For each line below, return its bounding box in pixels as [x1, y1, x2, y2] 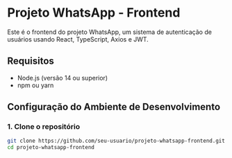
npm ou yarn [17, 81, 54, 89]
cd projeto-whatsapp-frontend [7, 144, 95, 151]
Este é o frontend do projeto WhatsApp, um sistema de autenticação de [7, 28, 212, 36]
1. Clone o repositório [7, 122, 81, 132]
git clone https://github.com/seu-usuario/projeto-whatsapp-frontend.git [7, 137, 226, 145]
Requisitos [7, 55, 54, 67]
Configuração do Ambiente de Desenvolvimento [7, 101, 221, 113]
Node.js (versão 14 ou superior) [17, 73, 108, 82]
